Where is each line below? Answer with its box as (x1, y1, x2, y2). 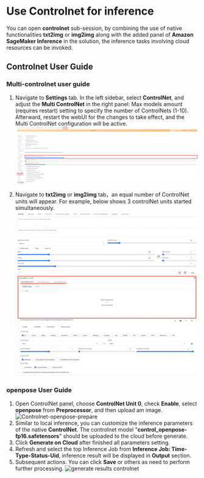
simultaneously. (15, 205, 55, 212)
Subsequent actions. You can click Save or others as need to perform (15, 458, 190, 465)
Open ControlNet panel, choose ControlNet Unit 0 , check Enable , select (15, 400, 197, 407)
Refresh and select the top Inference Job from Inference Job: (15, 445, 171, 452)
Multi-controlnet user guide (6, 80, 90, 89)
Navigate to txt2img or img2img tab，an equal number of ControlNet (15, 191, 190, 198)
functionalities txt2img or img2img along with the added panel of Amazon (6, 31, 194, 38)
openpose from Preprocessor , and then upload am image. (15, 406, 163, 413)
